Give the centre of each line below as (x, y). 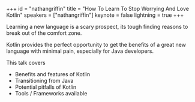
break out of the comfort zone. (44, 33)
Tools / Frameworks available (51, 93)
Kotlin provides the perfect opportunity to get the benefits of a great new (96, 45)
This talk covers (26, 63)
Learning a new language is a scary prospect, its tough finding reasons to (97, 27)
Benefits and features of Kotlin (52, 74)
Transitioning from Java (44, 81)
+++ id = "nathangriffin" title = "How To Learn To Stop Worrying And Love (97, 9)
